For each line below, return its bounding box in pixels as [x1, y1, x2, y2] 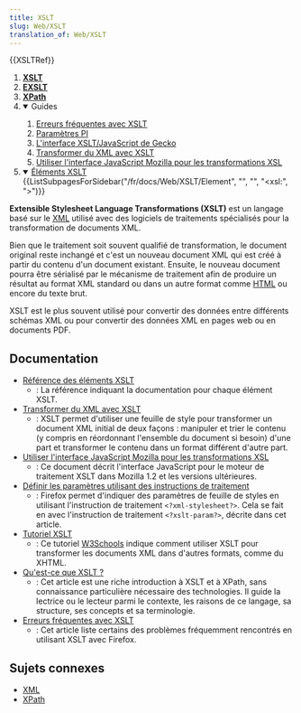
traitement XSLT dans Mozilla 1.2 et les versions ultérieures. [35, 471, 257, 482]
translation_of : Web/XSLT [9, 30, 106, 39]
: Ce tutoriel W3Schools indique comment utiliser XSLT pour [35, 539, 259, 549]
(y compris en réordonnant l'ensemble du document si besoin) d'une [35, 433, 291, 444]
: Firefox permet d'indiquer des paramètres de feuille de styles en [35, 490, 279, 502]
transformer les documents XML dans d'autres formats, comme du [35, 548, 284, 558]
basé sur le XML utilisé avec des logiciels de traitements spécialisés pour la [9, 213, 290, 224]
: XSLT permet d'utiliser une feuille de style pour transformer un [35, 413, 273, 425]
